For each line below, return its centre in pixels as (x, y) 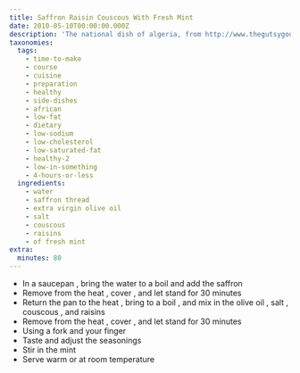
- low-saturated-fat (63, 150)
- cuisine (44, 76)
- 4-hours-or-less (59, 175)
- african (44, 109)
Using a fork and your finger (74, 331)
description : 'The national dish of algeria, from (105, 34)
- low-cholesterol (59, 142)
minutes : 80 (40, 258)
